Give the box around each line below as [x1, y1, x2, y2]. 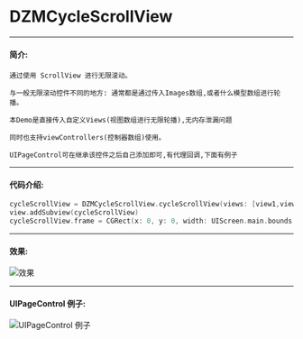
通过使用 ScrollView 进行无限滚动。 [9, 71, 133, 80]
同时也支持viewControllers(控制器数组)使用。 [9, 133, 166, 142]
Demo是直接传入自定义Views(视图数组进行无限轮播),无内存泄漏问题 [15, 115, 233, 125]
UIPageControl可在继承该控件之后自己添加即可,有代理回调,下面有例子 [9, 151, 238, 160]
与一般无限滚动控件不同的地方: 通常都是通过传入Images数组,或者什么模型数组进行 [9, 88, 274, 98]
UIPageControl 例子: [9, 298, 86, 308]
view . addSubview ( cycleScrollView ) [9, 208, 140, 217]
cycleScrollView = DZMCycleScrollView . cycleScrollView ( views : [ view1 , [9, 200, 280, 209]
